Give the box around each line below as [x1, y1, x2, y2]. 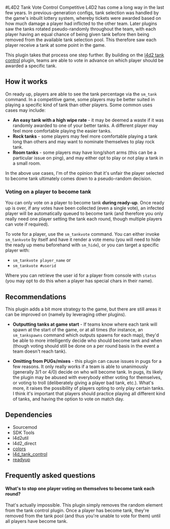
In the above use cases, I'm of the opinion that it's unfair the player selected [5, 170, 164, 176]
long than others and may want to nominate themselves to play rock [12, 138, 155, 144]
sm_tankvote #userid [12, 264, 56, 269]
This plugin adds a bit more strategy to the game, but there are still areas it [5, 306, 161, 312]
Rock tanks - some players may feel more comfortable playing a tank [12, 133, 158, 139]
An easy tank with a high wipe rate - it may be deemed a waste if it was [12, 117, 164, 123]
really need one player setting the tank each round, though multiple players [5, 216, 162, 222]
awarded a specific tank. [5, 63, 57, 69]
